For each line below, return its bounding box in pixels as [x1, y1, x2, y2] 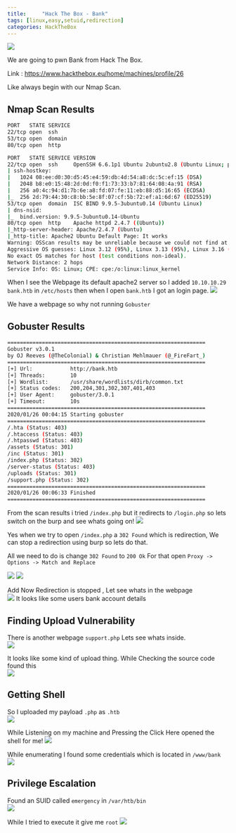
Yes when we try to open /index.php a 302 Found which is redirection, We [7, 531, 219, 539]
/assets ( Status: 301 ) [7, 444, 74, 451]
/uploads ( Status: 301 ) [7, 470, 77, 477]
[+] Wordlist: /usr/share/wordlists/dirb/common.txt [7, 378, 184, 385]
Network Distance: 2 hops [7, 259, 83, 266]
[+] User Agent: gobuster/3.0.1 [7, 392, 114, 399]
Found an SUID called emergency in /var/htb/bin [7, 796, 146, 805]
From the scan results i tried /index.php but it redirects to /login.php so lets [7, 509, 227, 517]
